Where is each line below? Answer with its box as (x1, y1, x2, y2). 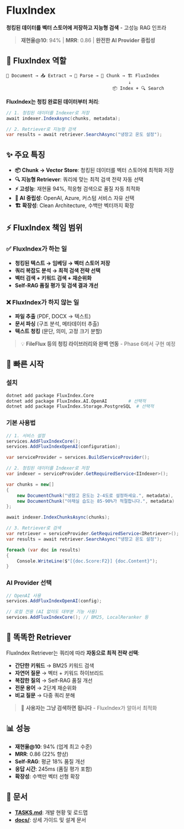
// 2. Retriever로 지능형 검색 (6, 126, 76, 132)
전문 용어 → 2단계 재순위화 (14, 684, 77, 691)
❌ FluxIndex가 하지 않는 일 (6, 298, 79, 306)
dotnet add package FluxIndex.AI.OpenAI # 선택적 (6, 398, 147, 404)
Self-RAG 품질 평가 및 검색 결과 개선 (14, 281, 99, 289)
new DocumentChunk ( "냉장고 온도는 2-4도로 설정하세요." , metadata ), (17, 492, 174, 499)
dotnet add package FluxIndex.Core (6, 392, 94, 399)
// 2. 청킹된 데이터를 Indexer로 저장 (6, 465, 90, 471)
